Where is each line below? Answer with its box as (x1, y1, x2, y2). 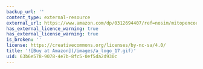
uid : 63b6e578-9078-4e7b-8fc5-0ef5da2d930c (6, 53, 118, 59)
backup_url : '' (6, 8, 45, 15)
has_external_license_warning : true (6, 31, 98, 37)
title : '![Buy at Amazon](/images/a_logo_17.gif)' (6, 48, 137, 54)
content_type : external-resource (6, 14, 91, 20)
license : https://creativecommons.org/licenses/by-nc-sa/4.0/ (6, 43, 166, 49)
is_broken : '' (6, 37, 42, 43)
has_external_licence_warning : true (6, 25, 98, 32)
